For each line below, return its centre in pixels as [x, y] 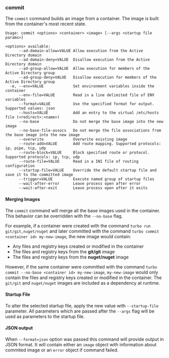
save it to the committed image [39, 175]
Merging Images [23, 199]
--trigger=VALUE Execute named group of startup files [87, 179]
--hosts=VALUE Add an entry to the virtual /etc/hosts [89, 113]
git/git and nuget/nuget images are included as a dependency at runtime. [83, 283]
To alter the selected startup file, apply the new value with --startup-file [82, 305]
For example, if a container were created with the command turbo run [78, 226]
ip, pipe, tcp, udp [26, 148]
